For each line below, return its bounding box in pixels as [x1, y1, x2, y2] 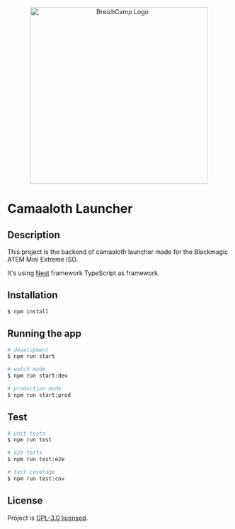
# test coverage [7, 469, 55, 476]
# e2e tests [7, 449, 42, 456]
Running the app [7, 327, 81, 339]
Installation [7, 289, 58, 301]
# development [7, 347, 50, 354]
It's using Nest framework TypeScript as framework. [7, 269, 160, 277]
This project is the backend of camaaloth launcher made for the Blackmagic [7, 248, 229, 256]
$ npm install [7, 308, 50, 315]
